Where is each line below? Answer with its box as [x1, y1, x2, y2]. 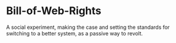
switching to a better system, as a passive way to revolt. [6, 29, 143, 37]
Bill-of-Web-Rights [6, 4, 102, 18]
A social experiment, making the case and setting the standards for [6, 24, 170, 31]
